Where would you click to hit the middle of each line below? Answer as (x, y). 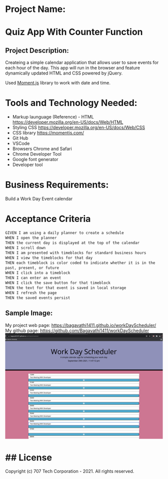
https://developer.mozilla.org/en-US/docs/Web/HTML (68, 122)
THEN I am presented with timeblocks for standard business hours (76, 253)
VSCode (21, 143)
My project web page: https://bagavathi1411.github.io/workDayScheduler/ (81, 325)
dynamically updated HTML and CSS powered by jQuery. (64, 73)
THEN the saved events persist (38, 298)
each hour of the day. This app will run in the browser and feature (72, 68)
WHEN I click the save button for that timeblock (58, 283)
